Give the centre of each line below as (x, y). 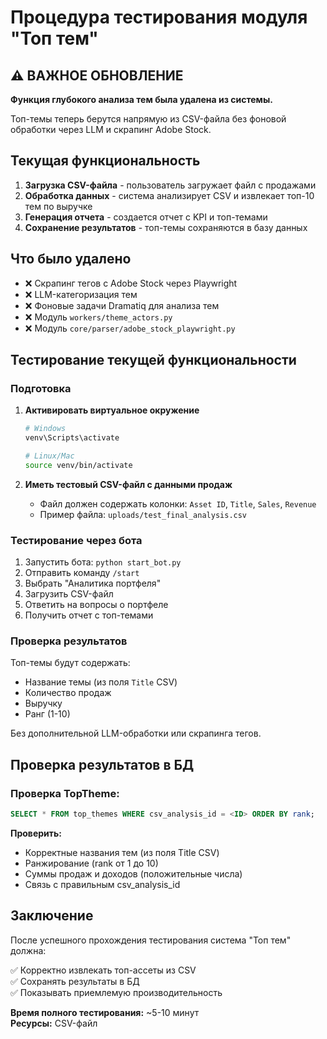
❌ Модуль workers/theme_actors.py (98, 317)
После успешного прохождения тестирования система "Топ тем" (151, 940)
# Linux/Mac (49, 456)
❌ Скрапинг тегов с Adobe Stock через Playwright (131, 283)
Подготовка (41, 388)
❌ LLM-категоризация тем (81, 294)
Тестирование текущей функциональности (153, 360)
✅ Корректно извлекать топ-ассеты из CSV (103, 970)
